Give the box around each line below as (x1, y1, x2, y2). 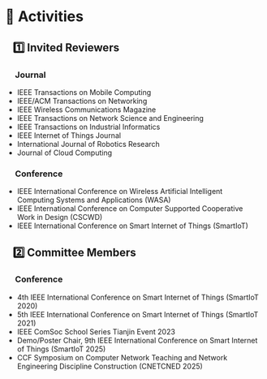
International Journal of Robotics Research (16, 139, 161, 149)
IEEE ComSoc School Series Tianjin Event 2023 (16, 326, 175, 336)
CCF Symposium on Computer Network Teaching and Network (16, 352, 228, 362)
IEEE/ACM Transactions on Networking (16, 96, 148, 106)
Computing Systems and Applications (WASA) (16, 195, 171, 205)
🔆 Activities (5, 7, 84, 26)
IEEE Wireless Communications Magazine (16, 105, 157, 114)
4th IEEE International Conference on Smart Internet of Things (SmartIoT (16, 292, 259, 302)
